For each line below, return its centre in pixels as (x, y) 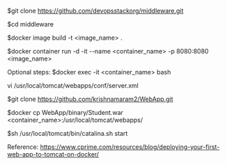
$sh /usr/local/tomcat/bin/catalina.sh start (68, 133)
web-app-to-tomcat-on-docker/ (53, 154)
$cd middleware (31, 24)
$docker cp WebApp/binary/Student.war (65, 112)
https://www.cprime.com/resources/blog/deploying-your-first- (130, 147)
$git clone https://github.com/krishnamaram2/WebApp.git (90, 99)
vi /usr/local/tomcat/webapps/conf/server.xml (73, 86)
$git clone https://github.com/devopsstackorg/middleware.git (95, 11)
